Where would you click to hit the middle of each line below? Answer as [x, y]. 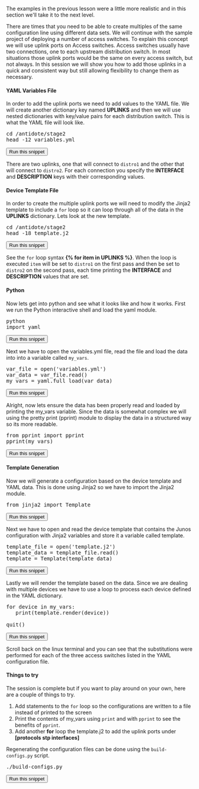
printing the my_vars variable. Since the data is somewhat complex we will [96, 411]
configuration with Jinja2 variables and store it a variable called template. [95, 535]
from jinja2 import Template [48, 505]
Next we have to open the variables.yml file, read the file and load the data [97, 351]
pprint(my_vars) [30, 441]
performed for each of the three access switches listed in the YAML [89, 655]
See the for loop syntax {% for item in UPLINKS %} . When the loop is [91, 258]
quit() [16, 625]
